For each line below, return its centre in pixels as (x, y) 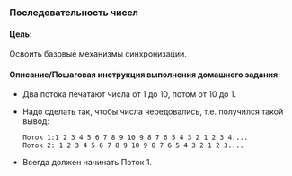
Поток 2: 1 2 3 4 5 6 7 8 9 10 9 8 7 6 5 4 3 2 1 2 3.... (133, 145)
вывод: (35, 121)
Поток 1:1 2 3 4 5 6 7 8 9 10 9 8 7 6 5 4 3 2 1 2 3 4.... (135, 138)
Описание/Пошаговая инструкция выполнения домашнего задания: (145, 75)
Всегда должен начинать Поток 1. (87, 163)
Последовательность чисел (74, 13)
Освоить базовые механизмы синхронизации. (98, 54)
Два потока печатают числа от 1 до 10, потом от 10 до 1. (129, 94)
